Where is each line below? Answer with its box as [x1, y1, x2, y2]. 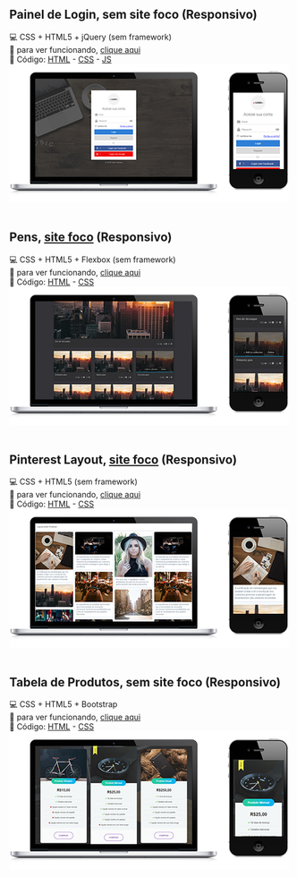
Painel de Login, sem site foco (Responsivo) [9, 7, 258, 22]
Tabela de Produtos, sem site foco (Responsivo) [9, 675, 282, 690]
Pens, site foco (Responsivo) [9, 230, 173, 245]
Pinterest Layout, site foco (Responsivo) [9, 452, 237, 468]
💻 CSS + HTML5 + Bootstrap [9, 699, 118, 710]
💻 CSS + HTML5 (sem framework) [9, 476, 139, 487]
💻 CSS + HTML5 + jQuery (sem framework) [9, 31, 173, 42]
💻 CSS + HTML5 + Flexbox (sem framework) [9, 254, 176, 265]
